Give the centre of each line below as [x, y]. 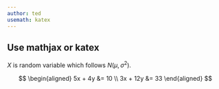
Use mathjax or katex [53, 48]
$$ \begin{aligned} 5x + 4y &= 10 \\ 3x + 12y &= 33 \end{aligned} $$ [115, 78]
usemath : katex [29, 20]
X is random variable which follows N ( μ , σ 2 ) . [69, 64]
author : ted [24, 13]
